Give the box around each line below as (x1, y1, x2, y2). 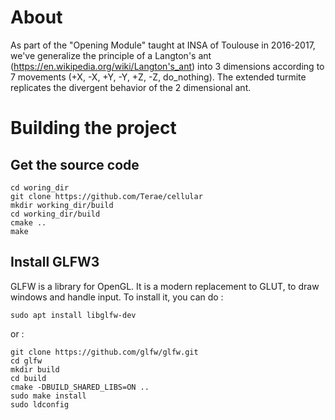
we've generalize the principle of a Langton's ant (10, 49, 212, 61)
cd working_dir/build (10, 209, 101, 219)
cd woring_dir (10, 182, 70, 193)
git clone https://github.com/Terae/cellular (10, 191, 203, 201)
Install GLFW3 (10, 254, 100, 271)
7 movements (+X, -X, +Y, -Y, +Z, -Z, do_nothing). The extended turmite (10, 71, 307, 83)
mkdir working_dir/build (10, 200, 114, 210)
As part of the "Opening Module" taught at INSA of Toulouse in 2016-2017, (10, 39, 316, 51)
